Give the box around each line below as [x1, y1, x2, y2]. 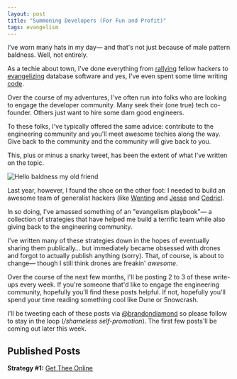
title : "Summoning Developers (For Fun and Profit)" [7, 17, 167, 24]
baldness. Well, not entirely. [7, 50, 89, 59]
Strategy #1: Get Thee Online [7, 364, 94, 373]
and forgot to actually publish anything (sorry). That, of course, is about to [7, 252, 224, 260]
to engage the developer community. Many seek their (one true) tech [7, 101, 209, 110]
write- [212, 273, 231, 282]
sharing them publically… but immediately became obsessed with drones [7, 244, 221, 252]
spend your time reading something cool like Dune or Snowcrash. [7, 296, 199, 304]
